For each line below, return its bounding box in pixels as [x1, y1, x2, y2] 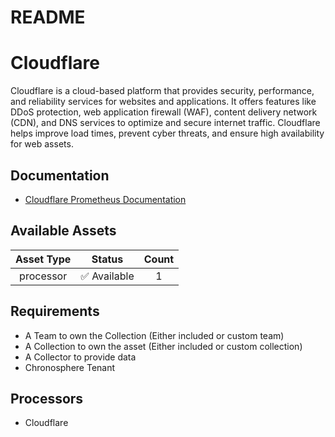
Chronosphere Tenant [24, 361, 116, 373]
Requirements [10, 303, 100, 320]
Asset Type [15, 252, 72, 266]
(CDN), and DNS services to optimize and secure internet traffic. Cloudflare [10, 117, 321, 129]
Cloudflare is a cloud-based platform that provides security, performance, [10, 85, 315, 97]
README [10, 6, 86, 29]
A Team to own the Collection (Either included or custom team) [24, 329, 285, 341]
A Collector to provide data [24, 351, 137, 363]
